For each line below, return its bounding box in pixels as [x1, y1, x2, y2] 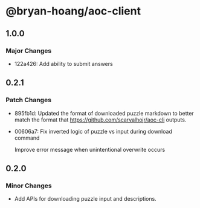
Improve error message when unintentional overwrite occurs [14, 146, 166, 153]
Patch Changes [5, 96, 52, 104]
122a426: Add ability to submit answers [14, 60, 113, 67]
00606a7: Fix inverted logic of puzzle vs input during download [14, 128, 173, 135]
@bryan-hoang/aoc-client [5, 4, 141, 18]
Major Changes [5, 47, 52, 55]
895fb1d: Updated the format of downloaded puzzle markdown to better [14, 109, 194, 117]
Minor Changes [5, 181, 52, 190]
